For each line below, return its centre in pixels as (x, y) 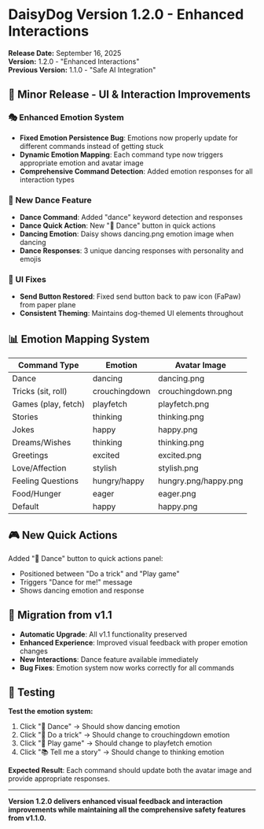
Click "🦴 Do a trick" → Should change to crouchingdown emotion (125, 735)
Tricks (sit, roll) (40, 392)
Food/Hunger (37, 494)
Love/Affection (39, 468)
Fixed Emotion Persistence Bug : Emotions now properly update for (128, 138)
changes (34, 651)
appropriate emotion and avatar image (81, 162)
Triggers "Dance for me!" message (76, 582)
